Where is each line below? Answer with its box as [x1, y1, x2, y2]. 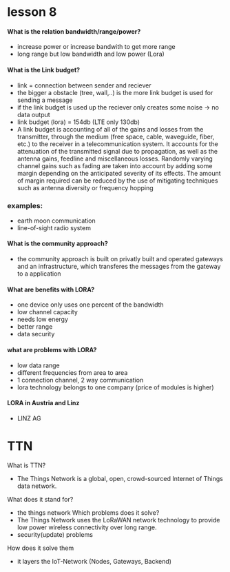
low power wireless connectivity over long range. [17, 523, 157, 531]
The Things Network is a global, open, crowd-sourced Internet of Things [17, 474, 224, 482]
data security [17, 330, 55, 338]
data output [17, 110, 50, 119]
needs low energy [17, 315, 69, 324]
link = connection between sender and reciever [17, 81, 151, 90]
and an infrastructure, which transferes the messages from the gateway [17, 263, 221, 271]
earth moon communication [17, 216, 96, 225]
